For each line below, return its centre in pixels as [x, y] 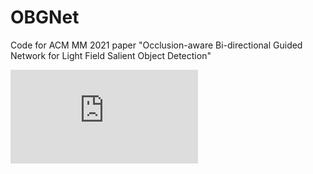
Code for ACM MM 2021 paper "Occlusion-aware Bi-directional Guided [156, 45]
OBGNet [45, 17]
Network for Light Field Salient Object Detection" [111, 55]
